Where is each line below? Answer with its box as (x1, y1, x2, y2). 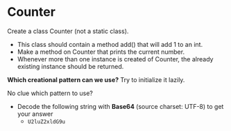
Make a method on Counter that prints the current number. (17, 48, 185, 56)
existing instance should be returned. (17, 62, 124, 70)
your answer (17, 110, 53, 118)
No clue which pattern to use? (7, 89, 94, 97)
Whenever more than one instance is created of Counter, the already (17, 54, 214, 63)
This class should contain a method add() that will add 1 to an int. (17, 40, 203, 48)
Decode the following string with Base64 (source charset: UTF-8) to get (17, 102, 224, 110)
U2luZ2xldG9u (27, 118, 66, 125)
